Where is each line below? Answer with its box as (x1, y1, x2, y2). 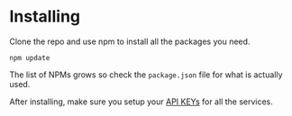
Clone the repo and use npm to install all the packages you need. (9, 36, 251, 47)
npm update (9, 53, 50, 62)
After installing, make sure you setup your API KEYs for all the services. (9, 96, 273, 107)
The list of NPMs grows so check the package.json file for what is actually (9, 69, 283, 80)
